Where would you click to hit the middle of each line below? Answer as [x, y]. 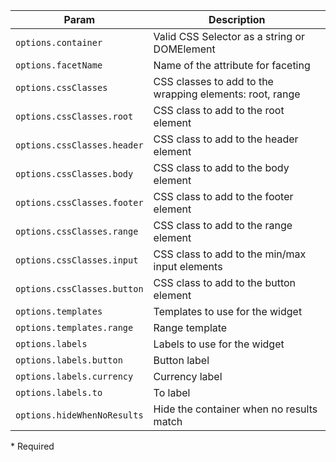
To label [172, 392]
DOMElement [184, 49]
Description [237, 19]
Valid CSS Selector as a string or [229, 36]
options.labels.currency [74, 376]
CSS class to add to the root [219, 110]
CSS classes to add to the [213, 81]
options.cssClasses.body [74, 174]
